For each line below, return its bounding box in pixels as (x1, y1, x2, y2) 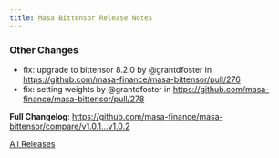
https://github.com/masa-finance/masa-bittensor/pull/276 (22, 74, 242, 85)
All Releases (9, 138, 56, 149)
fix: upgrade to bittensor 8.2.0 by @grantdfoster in (22, 64, 212, 75)
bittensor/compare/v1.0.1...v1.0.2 (9, 121, 130, 132)
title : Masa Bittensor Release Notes (9, 13, 153, 23)
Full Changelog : (9, 111, 70, 121)
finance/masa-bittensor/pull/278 (22, 93, 145, 104)
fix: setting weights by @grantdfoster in (22, 83, 171, 94)
